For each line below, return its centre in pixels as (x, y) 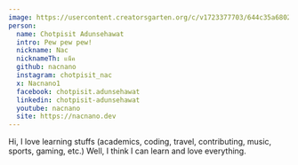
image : (20, 17)
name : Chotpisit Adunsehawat (70, 34)
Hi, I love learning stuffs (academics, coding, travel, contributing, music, (140, 142)
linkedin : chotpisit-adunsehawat (78, 100)
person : (23, 26)
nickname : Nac (42, 51)
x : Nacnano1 (39, 83)
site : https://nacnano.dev (66, 116)
